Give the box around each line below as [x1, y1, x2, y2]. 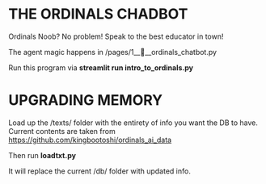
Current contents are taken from [8, 126, 116, 136]
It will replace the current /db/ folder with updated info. [8, 166, 192, 176]
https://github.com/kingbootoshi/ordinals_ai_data [8, 135, 172, 144]
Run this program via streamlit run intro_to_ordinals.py [8, 62, 194, 73]
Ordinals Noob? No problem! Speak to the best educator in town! [8, 31, 224, 41]
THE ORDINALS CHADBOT [8, 5, 188, 23]
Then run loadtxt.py [8, 150, 77, 160]
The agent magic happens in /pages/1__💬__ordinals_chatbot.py [8, 47, 217, 56]
